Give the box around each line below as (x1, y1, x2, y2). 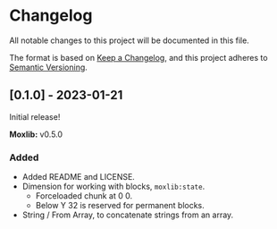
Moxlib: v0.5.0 (9, 129, 63, 140)
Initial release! (9, 111, 61, 122)
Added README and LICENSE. (21, 172, 136, 182)
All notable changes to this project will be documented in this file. (9, 35, 250, 46)
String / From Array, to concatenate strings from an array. (21, 209, 234, 220)
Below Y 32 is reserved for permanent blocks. (35, 200, 206, 211)
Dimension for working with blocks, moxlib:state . (21, 181, 206, 192)
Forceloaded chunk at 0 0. (35, 191, 133, 201)
